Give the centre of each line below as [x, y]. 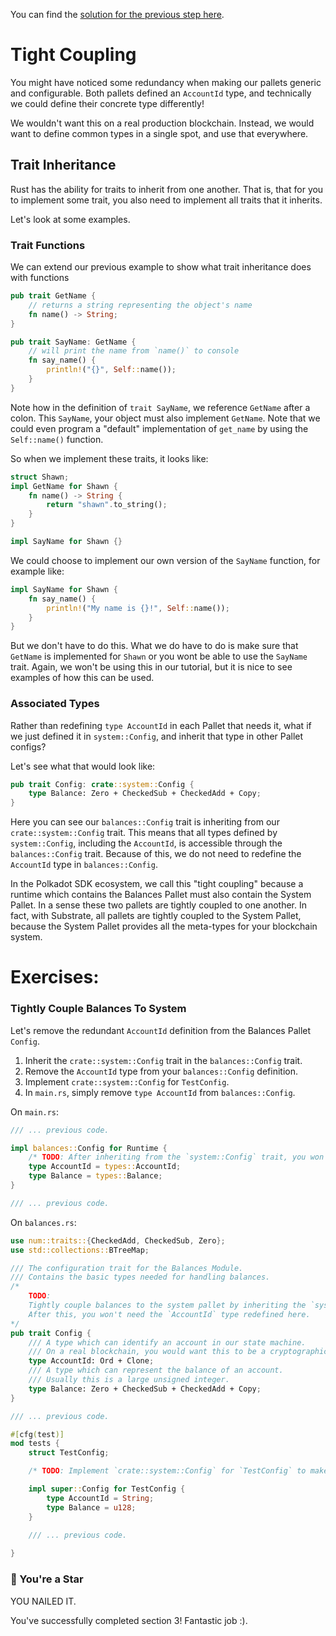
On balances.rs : [43, 1222]
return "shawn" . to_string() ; [107, 505]
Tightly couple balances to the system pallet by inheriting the [167, 1305]
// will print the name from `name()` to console [134, 351]
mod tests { [35, 1444]
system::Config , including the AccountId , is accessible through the [146, 843]
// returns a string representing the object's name [140, 305]
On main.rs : [35, 1111]
